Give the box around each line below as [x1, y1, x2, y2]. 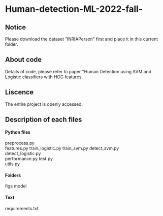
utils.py [5, 161, 20, 167]
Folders [5, 172, 21, 178]
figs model [5, 183, 27, 189]
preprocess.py [5, 140, 34, 146]
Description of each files [5, 116, 82, 124]
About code [5, 56, 42, 64]
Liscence [5, 88, 34, 96]
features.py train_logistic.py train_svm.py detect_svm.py [5, 145, 119, 151]
